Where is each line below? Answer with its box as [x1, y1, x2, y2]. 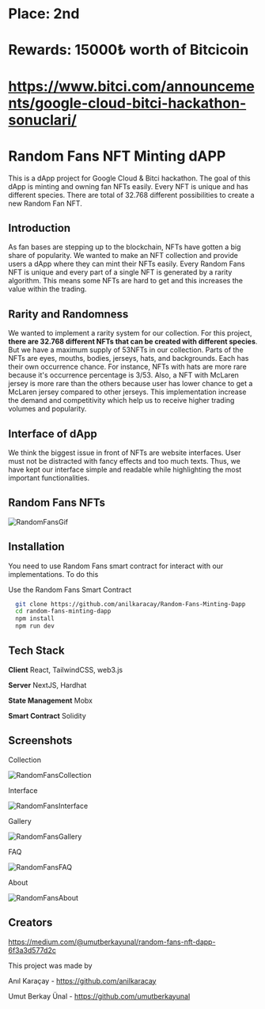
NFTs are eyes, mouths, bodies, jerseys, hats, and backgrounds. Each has [8, 354, 249, 363]
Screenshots [8, 734, 73, 748]
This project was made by [8, 961, 93, 970]
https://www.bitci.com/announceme [8, 77, 255, 95]
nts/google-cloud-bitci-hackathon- [8, 94, 247, 112]
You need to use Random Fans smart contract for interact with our [8, 561, 224, 571]
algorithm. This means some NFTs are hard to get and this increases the [8, 276, 244, 286]
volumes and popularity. [8, 404, 87, 414]
